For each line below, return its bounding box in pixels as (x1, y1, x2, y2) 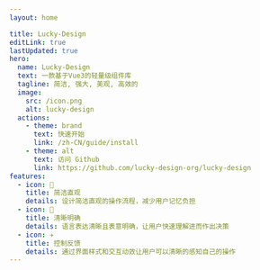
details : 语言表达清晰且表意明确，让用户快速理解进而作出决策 (25, 221, 229, 230)
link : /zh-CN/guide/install (32, 139, 139, 148)
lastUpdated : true (9, 46, 78, 55)
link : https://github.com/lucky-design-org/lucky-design (32, 163, 252, 172)
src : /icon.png (25, 96, 83, 105)
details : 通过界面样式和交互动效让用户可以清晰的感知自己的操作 (25, 247, 237, 256)
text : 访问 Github (32, 155, 100, 164)
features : (9, 172, 47, 181)
